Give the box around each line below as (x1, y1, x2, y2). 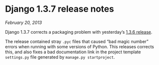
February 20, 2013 (5, 20, 42, 25)
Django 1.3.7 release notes (5, 3, 114, 15)
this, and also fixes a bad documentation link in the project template (5, 49, 141, 55)
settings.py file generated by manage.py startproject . (5, 54, 115, 60)
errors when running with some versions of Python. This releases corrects (5, 43, 155, 49)
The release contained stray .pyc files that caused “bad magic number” (5, 38, 149, 44)
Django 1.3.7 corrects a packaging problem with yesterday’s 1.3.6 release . (5, 29, 153, 35)
